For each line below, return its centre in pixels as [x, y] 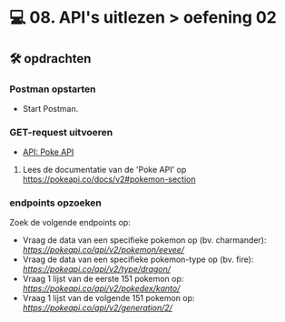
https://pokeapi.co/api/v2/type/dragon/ [96, 269]
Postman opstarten [53, 89]
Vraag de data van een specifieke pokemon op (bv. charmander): [144, 240]
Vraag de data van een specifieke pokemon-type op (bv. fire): [138, 259]
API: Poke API [48, 152]
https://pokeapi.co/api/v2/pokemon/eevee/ [103, 250]
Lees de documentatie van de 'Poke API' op [104, 170]
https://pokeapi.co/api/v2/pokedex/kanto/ [101, 288]
